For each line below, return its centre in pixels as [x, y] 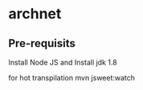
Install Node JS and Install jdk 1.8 [63, 62]
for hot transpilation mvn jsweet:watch [71, 78]
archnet [35, 14]
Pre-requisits [42, 43]
